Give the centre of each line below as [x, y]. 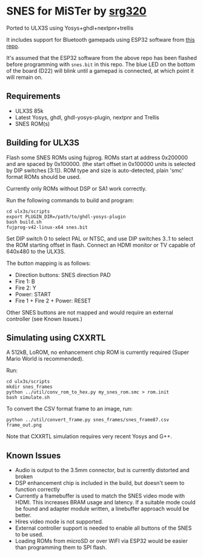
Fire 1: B [25, 281]
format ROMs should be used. [44, 176]
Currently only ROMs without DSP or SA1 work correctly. [77, 188]
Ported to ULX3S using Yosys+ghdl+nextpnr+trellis [70, 28]
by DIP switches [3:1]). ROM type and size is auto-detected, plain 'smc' [95, 170]
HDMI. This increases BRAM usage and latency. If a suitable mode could [105, 502]
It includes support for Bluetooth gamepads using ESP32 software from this [101, 39]
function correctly [38, 490]
